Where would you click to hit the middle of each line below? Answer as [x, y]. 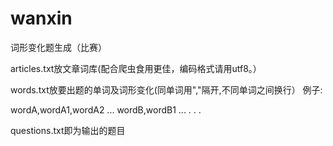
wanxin [41, 18]
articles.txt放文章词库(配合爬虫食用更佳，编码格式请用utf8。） [136, 68]
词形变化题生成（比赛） [58, 47]
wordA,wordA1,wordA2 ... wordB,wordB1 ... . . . [106, 109]
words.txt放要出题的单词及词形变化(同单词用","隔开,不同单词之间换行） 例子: [166, 89]
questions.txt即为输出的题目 [68, 130]
